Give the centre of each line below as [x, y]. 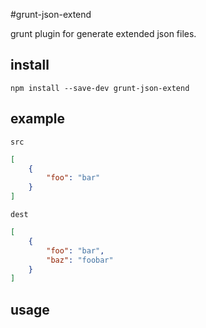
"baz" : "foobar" [80, 260]
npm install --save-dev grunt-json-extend [100, 88]
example [38, 119]
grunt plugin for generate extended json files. [103, 33]
